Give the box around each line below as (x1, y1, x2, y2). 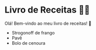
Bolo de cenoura (11, 40, 45, 46)
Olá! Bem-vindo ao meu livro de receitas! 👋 (4, 20, 92, 26)
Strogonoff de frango (11, 30, 55, 35)
